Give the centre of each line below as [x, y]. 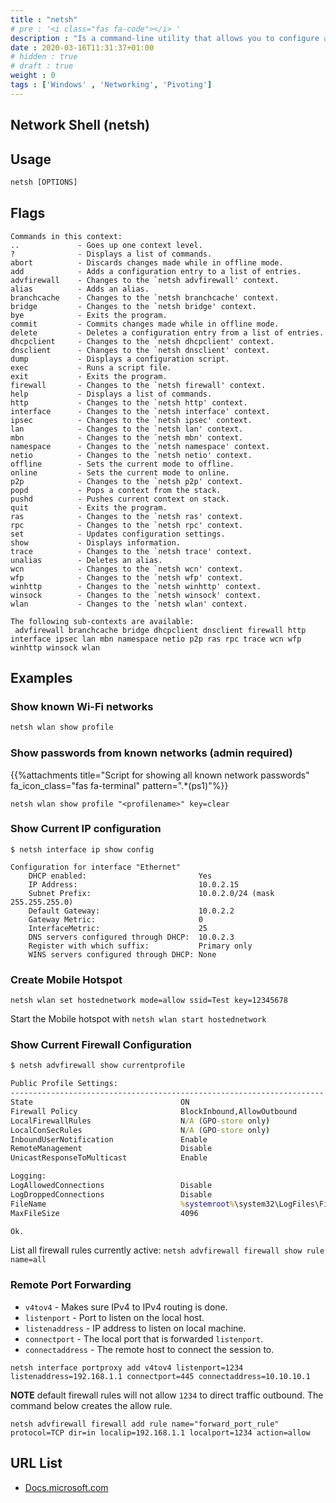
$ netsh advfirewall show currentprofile [98, 1066]
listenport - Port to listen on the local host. [114, 1317]
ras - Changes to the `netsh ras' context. [127, 516]
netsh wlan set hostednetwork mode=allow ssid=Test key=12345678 [149, 1001]
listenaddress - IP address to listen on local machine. [135, 1328]
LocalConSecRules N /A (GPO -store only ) [140, 1130]
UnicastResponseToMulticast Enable [109, 1158]
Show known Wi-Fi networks [82, 706]
